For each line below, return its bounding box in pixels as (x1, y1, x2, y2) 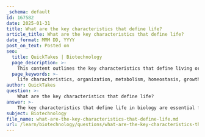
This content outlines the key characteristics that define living (17, 65, 192, 72)
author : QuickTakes (6, 82, 56, 89)
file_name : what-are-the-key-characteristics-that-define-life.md (6, 116, 179, 122)
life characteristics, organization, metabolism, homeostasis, (17, 76, 182, 82)
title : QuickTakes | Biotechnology (12, 54, 103, 60)
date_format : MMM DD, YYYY (6, 37, 75, 43)
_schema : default (6, 8, 51, 15)
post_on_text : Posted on (6, 43, 70, 49)
